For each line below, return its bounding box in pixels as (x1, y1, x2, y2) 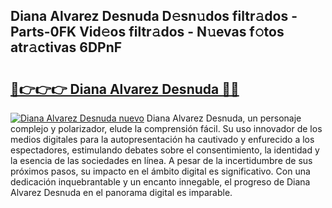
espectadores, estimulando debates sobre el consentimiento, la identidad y (10, 144, 320, 156)
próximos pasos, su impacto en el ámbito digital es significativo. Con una (10, 165, 311, 177)
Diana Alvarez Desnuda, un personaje (146, 112, 302, 124)
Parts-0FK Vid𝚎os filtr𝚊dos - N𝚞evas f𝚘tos (10, 24, 285, 41)
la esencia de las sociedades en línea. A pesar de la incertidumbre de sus (10, 155, 313, 166)
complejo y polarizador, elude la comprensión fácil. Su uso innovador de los (10, 123, 323, 134)
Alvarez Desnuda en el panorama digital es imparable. (10, 187, 233, 198)
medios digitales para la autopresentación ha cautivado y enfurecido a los (10, 134, 315, 145)
